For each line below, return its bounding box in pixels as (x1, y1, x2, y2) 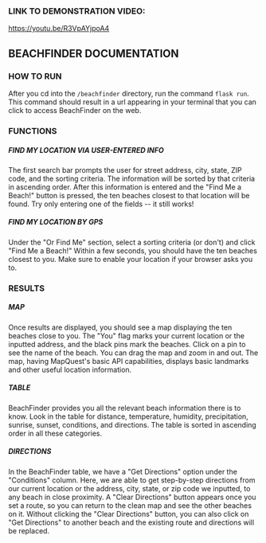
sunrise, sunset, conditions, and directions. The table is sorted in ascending (8, 420, 256, 429)
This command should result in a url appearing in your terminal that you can (8, 97, 257, 107)
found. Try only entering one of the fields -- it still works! (8, 199, 194, 209)
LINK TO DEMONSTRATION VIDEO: (8, 6, 146, 17)
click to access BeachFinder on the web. (8, 105, 142, 115)
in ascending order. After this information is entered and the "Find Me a (8, 182, 241, 192)
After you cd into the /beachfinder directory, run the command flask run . (8, 88, 249, 98)
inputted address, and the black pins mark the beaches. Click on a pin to (8, 339, 246, 349)
